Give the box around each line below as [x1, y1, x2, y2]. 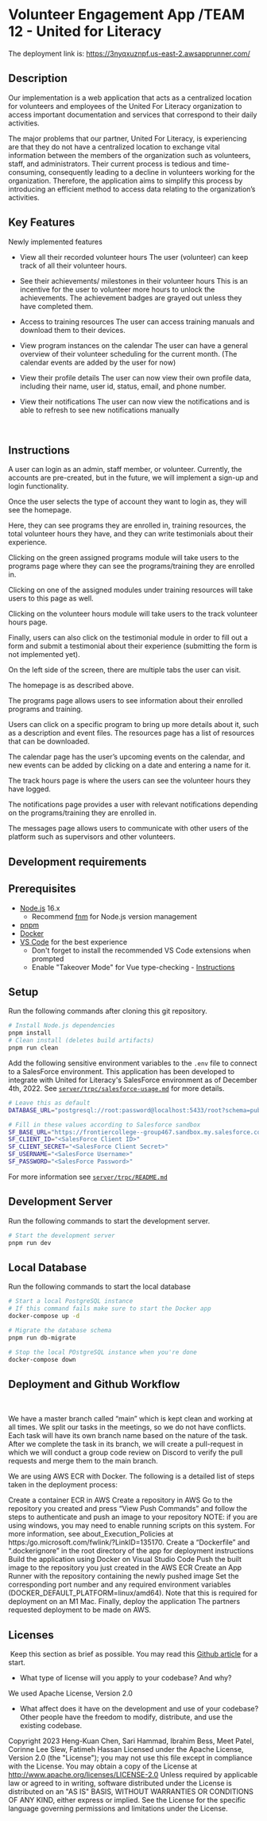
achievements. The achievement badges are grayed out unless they [19, 292, 242, 303]
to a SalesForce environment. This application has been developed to [8, 1066, 235, 1076]
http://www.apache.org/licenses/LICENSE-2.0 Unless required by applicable [8, 1770, 258, 1780]
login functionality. [8, 481, 69, 491]
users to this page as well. [8, 593, 94, 603]
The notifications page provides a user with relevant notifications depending [8, 800, 258, 810]
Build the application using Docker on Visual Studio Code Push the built [8, 1555, 242, 1564]
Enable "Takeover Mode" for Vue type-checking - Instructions [31, 962, 235, 972]
